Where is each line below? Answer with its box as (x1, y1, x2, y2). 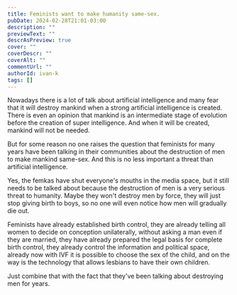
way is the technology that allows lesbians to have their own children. (7, 258, 211, 267)
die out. (7, 207, 30, 215)
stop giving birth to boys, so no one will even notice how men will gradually (7, 199, 227, 208)
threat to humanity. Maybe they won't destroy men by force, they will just (7, 191, 221, 200)
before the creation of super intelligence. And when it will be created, (7, 119, 210, 127)
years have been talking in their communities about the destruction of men (7, 147, 226, 156)
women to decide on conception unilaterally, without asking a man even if (7, 228, 222, 237)
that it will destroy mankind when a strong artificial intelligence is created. (7, 104, 222, 112)
